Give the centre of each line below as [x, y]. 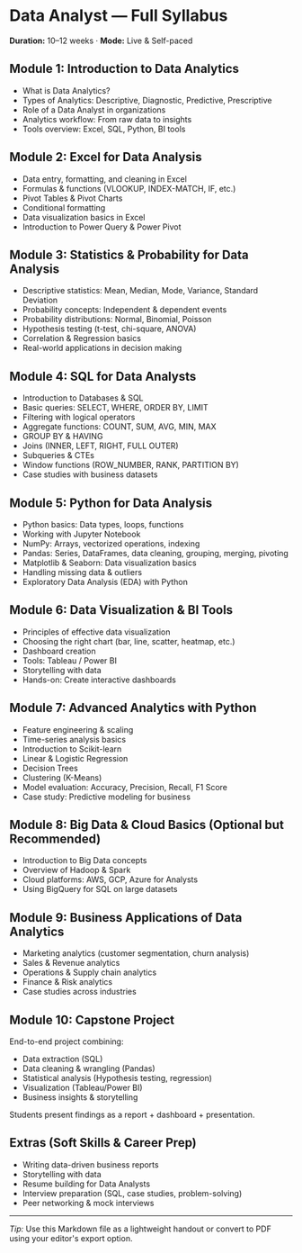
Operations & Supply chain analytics [89, 972]
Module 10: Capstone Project [92, 1019]
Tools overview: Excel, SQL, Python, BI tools [104, 129]
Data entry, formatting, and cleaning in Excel [104, 179]
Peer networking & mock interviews [88, 1203]
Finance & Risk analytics [67, 982]
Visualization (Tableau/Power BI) [82, 1088]
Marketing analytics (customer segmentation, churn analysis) [136, 953]
